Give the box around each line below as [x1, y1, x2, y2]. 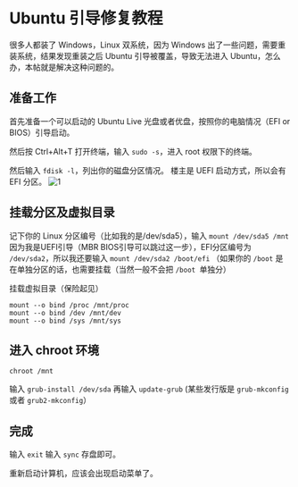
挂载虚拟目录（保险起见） [9, 282, 103, 293]
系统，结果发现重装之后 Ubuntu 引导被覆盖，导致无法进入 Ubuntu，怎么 [16, 50, 281, 61]
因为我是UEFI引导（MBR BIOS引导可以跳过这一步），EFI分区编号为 [9, 241, 252, 252]
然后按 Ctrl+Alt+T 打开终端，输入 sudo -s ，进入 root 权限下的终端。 [9, 146, 257, 156]
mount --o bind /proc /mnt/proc [9, 300, 129, 309]
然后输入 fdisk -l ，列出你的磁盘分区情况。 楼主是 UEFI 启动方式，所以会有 [9, 164, 286, 175]
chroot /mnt [9, 367, 54, 376]
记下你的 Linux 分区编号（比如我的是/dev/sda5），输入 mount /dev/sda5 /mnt [9, 230, 290, 241]
